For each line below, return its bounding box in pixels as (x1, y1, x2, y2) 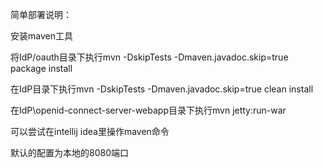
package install (10, 63, 73, 74)
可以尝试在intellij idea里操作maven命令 (10, 126, 170, 137)
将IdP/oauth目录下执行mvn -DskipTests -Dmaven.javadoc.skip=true (10, 51, 289, 63)
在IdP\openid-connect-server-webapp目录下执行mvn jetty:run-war (10, 104, 287, 116)
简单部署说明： (10, 9, 72, 20)
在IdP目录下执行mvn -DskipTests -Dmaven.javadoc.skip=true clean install (10, 83, 314, 95)
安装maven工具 (10, 30, 73, 42)
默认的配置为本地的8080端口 (10, 147, 129, 158)
